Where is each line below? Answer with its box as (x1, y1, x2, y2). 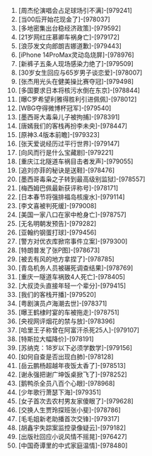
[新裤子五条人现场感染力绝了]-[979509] (18, 60, 134, 67)
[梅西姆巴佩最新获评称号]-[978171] (18, 184, 119, 192)
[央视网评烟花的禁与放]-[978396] (18, 317, 115, 325)
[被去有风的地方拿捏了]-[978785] (18, 255, 115, 263)
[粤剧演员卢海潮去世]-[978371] (18, 299, 107, 308)
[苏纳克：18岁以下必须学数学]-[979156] (18, 344, 133, 352)
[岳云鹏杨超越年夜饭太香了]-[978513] (18, 362, 127, 369)
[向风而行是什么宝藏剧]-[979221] (18, 148, 114, 156)
